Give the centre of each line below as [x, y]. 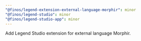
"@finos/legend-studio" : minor [38, 14]
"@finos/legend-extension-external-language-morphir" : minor [71, 10]
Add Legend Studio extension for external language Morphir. [68, 33]
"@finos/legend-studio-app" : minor [43, 19]
